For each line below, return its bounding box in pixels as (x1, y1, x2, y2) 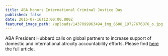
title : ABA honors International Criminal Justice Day (5, 7, 123, 13)
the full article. (5, 46, 35, 52)
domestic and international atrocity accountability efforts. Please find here (5, 41, 159, 47)
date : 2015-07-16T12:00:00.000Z (5, 17, 73, 22)
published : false (5, 12, 42, 17)
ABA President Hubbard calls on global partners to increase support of (5, 35, 152, 41)
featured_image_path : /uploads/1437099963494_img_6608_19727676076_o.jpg (5, 21, 163, 27)
